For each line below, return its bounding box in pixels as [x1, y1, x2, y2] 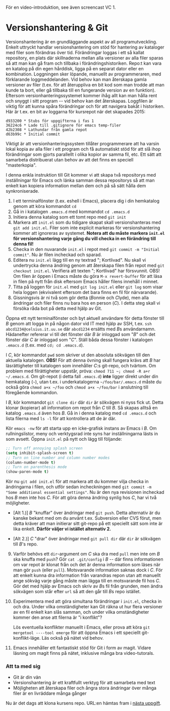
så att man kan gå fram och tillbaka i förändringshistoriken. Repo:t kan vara [6, 60, 162, 66]
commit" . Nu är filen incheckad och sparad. [13, 252, 102, 258]
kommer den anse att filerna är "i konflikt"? [13, 614, 102, 620]
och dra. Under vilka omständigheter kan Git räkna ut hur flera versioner [13, 604, 163, 610]
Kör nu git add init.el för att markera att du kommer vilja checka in [6, 478, 149, 485]
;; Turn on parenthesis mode [6, 465, 67, 470]
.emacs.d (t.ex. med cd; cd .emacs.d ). [6, 342, 84, 348]
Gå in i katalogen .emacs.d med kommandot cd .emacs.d [13, 208, 130, 215]
